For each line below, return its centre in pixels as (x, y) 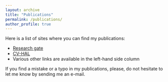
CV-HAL (21, 54)
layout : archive (22, 10)
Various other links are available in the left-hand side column (76, 59)
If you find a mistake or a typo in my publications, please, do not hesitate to (84, 69)
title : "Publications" (29, 15)
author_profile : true (28, 24)
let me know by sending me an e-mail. (45, 74)
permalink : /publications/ (34, 19)
